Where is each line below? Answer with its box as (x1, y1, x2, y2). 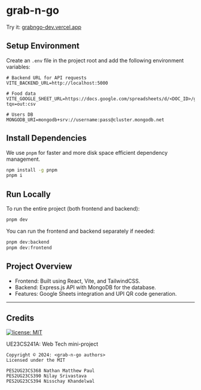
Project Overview (6, 262, 72, 272)
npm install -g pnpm (6, 167, 58, 173)
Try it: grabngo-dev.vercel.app (6, 23, 82, 31)
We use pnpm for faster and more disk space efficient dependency (6, 149, 168, 156)
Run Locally (6, 189, 51, 199)
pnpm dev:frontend (6, 244, 52, 251)
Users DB (11, 112, 33, 118)
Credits (6, 313, 35, 323)
